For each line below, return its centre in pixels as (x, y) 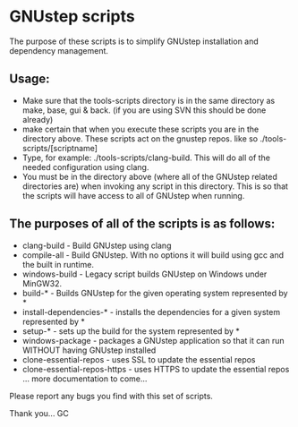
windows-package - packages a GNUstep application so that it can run (153, 340)
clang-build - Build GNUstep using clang (97, 245)
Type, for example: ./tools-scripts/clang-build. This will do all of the (146, 158)
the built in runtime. (58, 264)
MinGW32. (42, 283)
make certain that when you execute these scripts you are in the (140, 129)
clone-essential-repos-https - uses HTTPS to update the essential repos (156, 369)
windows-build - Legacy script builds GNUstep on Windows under (145, 274)
